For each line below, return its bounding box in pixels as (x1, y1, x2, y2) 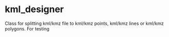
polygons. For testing (5, 25, 50, 31)
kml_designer (5, 4, 65, 15)
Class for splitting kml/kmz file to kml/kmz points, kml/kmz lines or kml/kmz (5, 20, 164, 26)
